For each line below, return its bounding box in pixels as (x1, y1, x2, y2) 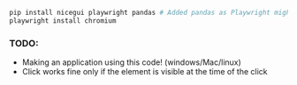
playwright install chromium (9, 16, 117, 25)
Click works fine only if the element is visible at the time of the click (21, 67, 268, 77)
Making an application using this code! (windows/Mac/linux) (21, 57, 241, 67)
